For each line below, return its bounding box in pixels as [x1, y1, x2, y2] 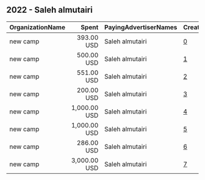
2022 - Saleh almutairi [6, 5, 93, 15]
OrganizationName [9, 23, 66, 31]
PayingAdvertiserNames [104, 23, 178, 31]
